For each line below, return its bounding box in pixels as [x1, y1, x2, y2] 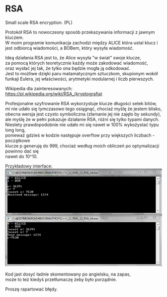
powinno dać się [5, 148, 39, 154]
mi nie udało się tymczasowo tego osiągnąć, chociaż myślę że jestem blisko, [5, 106, 162, 112]
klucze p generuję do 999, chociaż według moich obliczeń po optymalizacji [5, 143, 160, 148]
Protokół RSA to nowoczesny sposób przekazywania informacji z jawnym [5, 29, 155, 35]
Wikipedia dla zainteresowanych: [5, 85, 73, 91]
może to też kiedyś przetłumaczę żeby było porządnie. [5, 277, 117, 283]
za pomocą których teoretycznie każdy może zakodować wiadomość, [5, 60, 148, 66]
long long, [5, 127, 26, 133]
